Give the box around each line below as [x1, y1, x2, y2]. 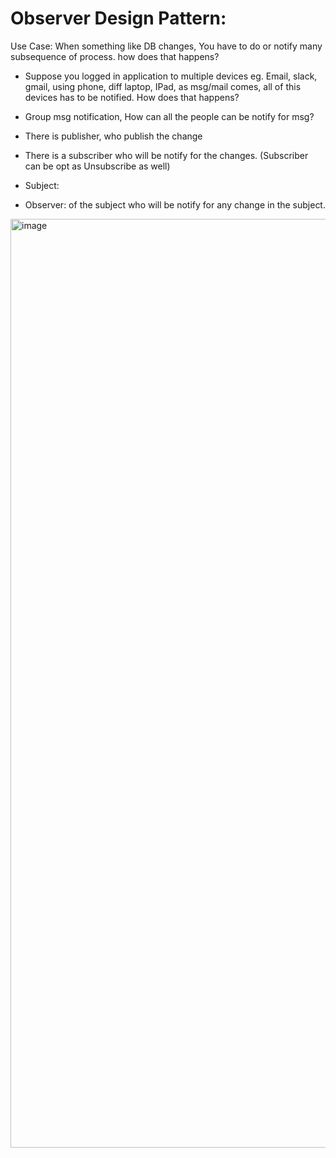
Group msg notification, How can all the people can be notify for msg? [24, 110, 315, 122]
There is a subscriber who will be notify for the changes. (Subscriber [24, 149, 309, 161]
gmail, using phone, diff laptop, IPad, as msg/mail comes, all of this [24, 80, 302, 92]
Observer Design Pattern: [10, 7, 227, 30]
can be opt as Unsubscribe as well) [24, 160, 171, 172]
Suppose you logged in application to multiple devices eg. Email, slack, [24, 70, 318, 82]
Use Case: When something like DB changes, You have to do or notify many [10, 40, 323, 52]
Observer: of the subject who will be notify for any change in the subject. [24, 198, 326, 211]
